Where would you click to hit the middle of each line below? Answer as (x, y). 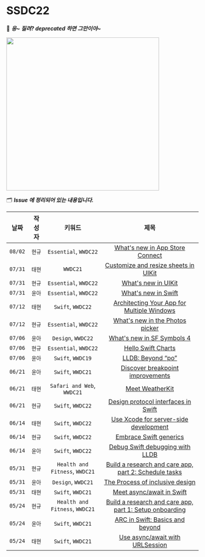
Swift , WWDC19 (73, 358)
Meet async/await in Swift (150, 492)
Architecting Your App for (150, 303)
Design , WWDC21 (73, 482)
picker (150, 328)
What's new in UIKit (150, 282)
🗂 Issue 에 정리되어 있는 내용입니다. (50, 200)
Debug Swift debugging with (150, 447)
